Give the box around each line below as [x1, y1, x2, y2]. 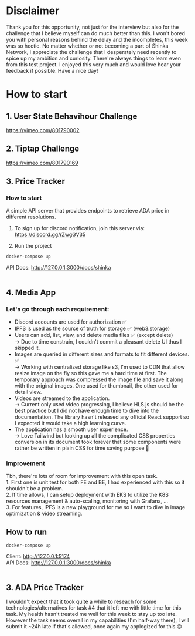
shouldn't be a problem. [6, 485, 64, 492]
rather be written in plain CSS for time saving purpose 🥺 [14, 445, 149, 452]
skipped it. [14, 345, 40, 352]
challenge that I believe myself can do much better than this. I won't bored [6, 29, 186, 36]
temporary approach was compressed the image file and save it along [14, 376, 184, 383]
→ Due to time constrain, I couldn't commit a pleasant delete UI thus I [14, 338, 182, 345]
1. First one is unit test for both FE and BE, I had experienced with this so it [6, 479, 185, 486]
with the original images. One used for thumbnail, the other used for [14, 382, 179, 389]
